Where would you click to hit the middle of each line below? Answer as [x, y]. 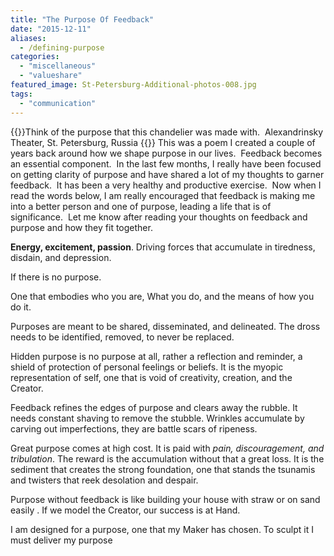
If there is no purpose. [56, 277]
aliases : [28, 38]
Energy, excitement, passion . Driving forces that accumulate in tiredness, [163, 247]
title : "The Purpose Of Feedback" [82, 19]
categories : [35, 57]
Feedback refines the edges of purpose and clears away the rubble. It [154, 407]
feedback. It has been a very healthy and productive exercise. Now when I [166, 185]
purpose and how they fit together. [81, 227]
